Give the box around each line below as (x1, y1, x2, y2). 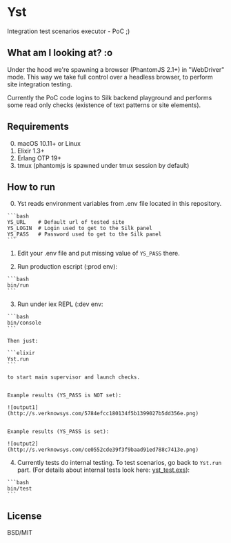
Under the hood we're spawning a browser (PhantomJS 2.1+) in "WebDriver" (7, 65, 225, 73)
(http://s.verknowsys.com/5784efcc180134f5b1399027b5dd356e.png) (7, 410, 199, 417)
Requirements (7, 121, 69, 133)
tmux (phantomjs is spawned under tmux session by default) (17, 161, 190, 169)
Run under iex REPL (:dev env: (17, 300, 103, 308)
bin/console (7, 319, 41, 327)
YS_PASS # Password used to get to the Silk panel (7, 231, 162, 238)
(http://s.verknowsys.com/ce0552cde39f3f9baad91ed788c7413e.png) (7, 446, 199, 453)
